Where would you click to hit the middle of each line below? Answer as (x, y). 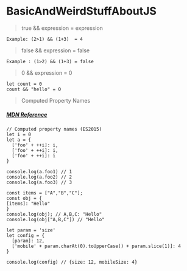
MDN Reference (27, 114)
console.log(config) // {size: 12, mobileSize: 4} (72, 262)
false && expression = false (55, 50)
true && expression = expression (62, 28)
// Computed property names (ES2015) (54, 129)
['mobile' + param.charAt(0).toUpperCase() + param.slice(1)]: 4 (97, 246)
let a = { (19, 140)
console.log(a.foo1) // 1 (39, 171)
